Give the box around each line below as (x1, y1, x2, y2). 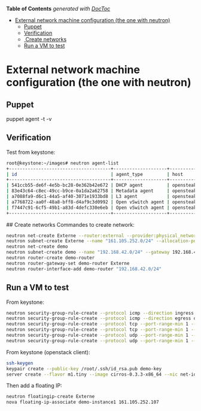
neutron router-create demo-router (6, 255, 95, 261)
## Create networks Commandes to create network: (6, 221, 135, 228)
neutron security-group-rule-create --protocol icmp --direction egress (6, 315, 191, 322)
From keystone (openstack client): (6, 348, 91, 355)
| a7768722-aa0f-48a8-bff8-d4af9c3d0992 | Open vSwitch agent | (6, 199, 170, 205)
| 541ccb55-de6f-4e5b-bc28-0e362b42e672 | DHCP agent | (6, 182, 170, 188)
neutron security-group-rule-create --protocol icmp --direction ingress (6, 310, 194, 316)
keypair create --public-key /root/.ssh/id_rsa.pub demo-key (6, 366, 162, 372)
